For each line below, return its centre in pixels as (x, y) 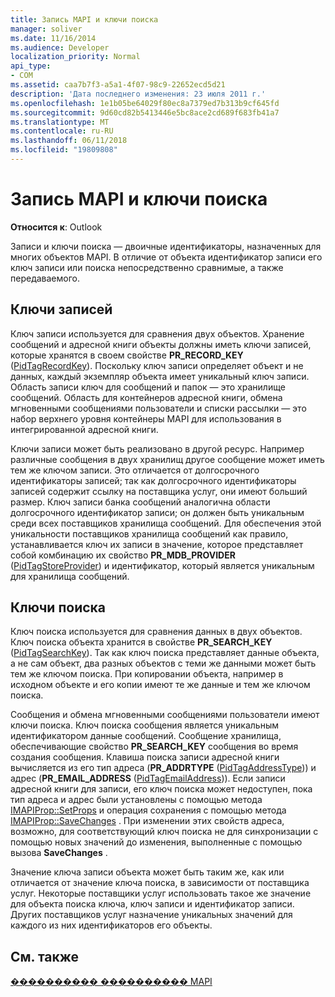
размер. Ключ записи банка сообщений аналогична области (140, 502)
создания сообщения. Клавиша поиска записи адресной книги (145, 757)
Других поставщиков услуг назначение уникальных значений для (151, 915)
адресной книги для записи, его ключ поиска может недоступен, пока (161, 789)
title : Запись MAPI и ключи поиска (84, 19)
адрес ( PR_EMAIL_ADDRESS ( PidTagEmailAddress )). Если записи (148, 778)
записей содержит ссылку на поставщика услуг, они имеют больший (159, 491)
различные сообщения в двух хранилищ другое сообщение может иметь (167, 459)
